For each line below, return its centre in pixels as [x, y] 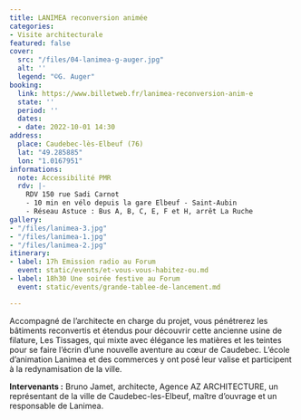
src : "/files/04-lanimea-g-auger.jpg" [91, 60]
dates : [30, 119]
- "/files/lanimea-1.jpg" [58, 236]
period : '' [38, 110]
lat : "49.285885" [50, 152]
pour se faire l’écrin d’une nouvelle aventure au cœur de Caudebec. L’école [150, 349]
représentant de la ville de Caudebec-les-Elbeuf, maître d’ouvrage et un [143, 396]
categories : [32, 26]
